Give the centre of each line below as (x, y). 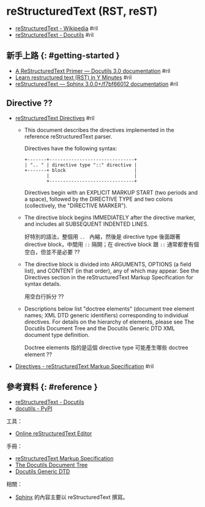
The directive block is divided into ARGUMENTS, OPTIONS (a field (108, 264)
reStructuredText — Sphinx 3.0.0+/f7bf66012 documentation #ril (97, 83)
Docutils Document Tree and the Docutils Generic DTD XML (100, 328)
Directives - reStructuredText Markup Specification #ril (84, 366)
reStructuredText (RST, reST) (82, 11)
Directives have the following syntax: (71, 148)
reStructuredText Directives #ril (55, 118)
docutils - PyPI (34, 409)
